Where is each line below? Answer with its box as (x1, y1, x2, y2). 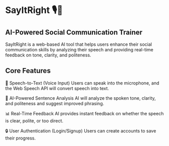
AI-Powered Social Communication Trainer (5, 28, 143, 36)
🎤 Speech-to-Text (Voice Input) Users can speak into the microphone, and (5, 80, 159, 86)
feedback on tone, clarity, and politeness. (5, 52, 92, 58)
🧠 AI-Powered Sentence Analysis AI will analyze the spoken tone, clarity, (5, 95, 156, 101)
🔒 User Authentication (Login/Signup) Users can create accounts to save (5, 127, 156, 134)
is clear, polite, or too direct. (5, 117, 64, 124)
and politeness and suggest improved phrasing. (5, 100, 104, 106)
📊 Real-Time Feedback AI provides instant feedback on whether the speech (5, 110, 164, 116)
